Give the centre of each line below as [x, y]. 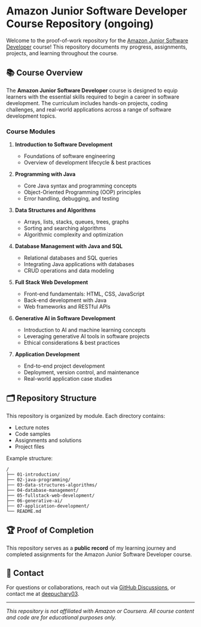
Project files [30, 446]
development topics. [31, 116]
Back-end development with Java [65, 300]
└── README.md [24, 511]
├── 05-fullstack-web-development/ [51, 495]
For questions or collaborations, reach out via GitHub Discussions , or [91, 587]
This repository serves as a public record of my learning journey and [91, 548]
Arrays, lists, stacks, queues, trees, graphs [76, 222]
